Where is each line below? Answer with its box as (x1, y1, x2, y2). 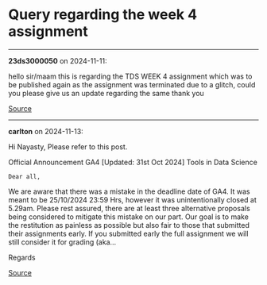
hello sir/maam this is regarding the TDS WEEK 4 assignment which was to (8, 71, 253, 81)
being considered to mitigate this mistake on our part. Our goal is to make (8, 212, 249, 221)
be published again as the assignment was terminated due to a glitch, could (8, 79, 256, 89)
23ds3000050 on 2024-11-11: (8, 56, 107, 65)
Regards (8, 252, 36, 262)
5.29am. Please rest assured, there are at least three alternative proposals (8, 203, 250, 213)
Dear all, (8, 172, 41, 180)
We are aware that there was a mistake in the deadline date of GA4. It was (8, 187, 250, 196)
